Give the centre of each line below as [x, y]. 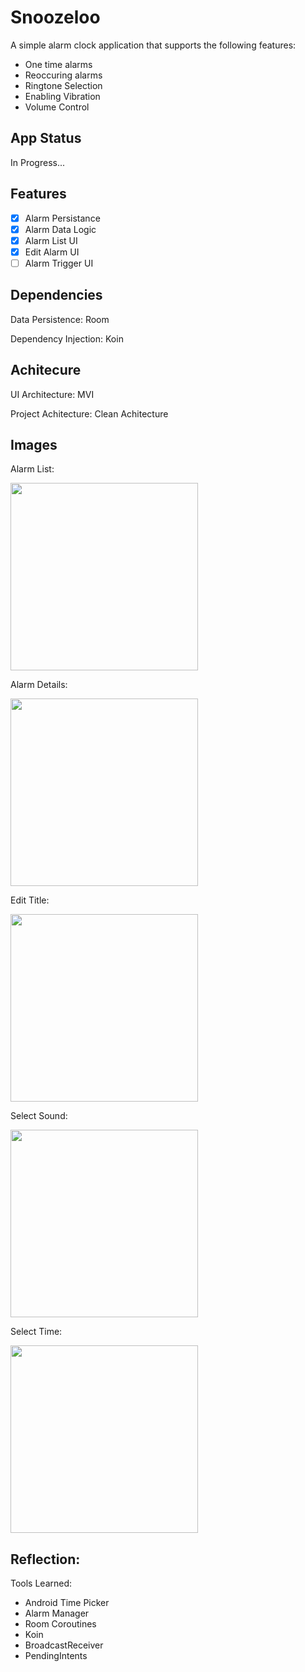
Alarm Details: [39, 685]
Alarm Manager [57, 1613]
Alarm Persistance [62, 218]
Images [34, 444]
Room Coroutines [60, 1624]
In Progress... [38, 162]
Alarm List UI [51, 240]
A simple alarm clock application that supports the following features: [153, 45]
